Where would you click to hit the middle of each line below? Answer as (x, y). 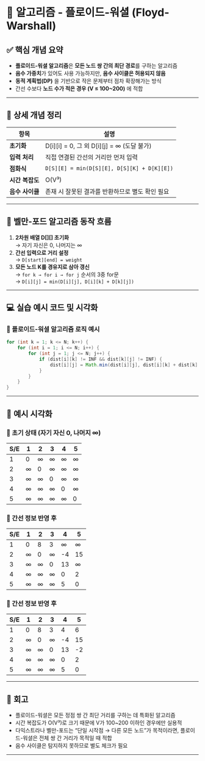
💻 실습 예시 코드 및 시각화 (52, 308)
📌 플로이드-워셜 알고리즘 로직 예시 (53, 329)
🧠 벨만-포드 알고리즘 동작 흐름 (59, 222)
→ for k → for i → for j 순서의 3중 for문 (67, 274)
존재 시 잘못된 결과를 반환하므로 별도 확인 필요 (107, 191)
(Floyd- (150, 13)
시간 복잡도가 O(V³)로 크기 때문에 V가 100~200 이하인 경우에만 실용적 (99, 723)
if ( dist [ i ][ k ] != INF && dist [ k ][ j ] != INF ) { (101, 359)
